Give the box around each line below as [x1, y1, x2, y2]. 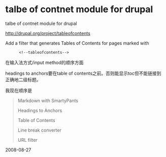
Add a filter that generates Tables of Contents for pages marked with [5, 40, 149, 46]
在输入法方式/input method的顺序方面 [5, 59, 84, 66]
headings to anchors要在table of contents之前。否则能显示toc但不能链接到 [5, 70, 161, 76]
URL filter [17, 137, 38, 143]
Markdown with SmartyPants [17, 98, 79, 104]
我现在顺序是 [5, 87, 32, 93]
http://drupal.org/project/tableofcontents [5, 30, 90, 36]
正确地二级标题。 [5, 76, 41, 82]
